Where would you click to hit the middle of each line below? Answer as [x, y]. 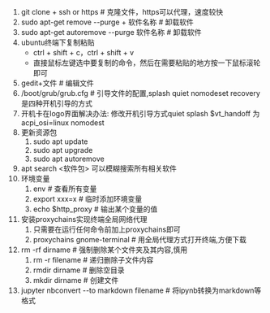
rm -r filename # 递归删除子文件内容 [93, 260]
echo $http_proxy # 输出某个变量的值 [95, 209]
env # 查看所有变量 [65, 189]
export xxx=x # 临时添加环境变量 [88, 199]
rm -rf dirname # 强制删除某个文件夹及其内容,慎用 [104, 250]
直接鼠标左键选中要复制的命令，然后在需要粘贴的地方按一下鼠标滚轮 [147, 63]
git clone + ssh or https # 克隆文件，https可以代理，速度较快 [122, 12]
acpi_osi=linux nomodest [62, 123]
